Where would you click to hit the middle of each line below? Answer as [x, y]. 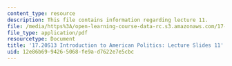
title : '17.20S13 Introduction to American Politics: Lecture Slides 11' [116, 45]
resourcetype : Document [41, 39]
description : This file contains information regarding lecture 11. [108, 20]
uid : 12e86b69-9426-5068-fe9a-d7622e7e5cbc [71, 52]
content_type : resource [41, 13]
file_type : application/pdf [48, 33]
